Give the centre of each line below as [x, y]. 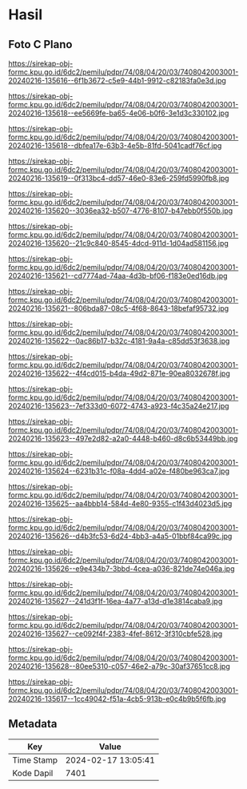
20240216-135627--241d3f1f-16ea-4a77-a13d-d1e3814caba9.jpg [116, 601]
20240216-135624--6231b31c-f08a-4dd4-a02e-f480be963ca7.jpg [119, 471]
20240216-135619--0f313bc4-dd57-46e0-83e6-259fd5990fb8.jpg [119, 178]
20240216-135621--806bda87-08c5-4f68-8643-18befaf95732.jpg [119, 308]
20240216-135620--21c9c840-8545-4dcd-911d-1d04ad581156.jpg [119, 243]
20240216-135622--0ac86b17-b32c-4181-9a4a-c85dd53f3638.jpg [119, 341]
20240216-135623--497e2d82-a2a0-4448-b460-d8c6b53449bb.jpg [123, 439]
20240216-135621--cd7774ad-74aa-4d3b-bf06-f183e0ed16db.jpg [118, 276]
